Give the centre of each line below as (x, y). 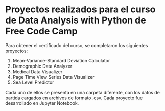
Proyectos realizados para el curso (80, 9)
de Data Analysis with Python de (76, 20)
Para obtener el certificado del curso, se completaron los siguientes (77, 45)
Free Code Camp (41, 31)
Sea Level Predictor (33, 82)
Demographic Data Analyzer (42, 66)
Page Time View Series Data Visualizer (53, 77)
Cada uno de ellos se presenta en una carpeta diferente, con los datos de (82, 92)
